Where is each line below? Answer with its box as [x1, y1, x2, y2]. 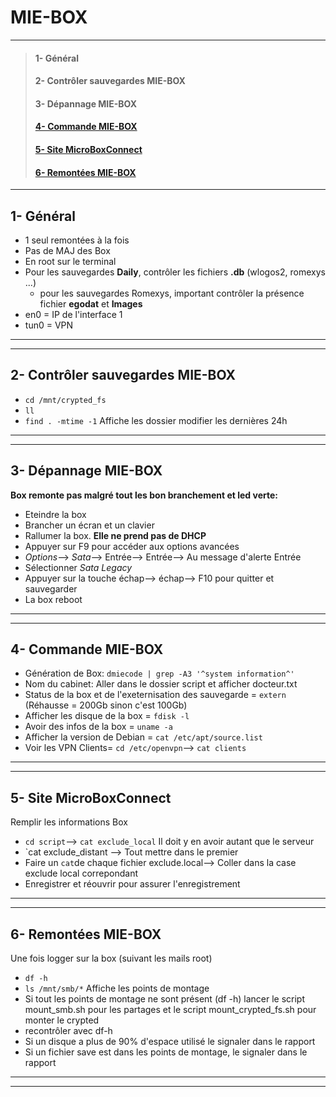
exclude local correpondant [24, 867, 139, 880]
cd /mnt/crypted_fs [24, 395, 107, 405]
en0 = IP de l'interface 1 [24, 308, 123, 320]
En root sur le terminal [24, 255, 117, 267]
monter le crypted [24, 1014, 100, 1026]
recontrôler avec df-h [24, 1024, 113, 1036]
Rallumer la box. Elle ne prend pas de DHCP [24, 529, 207, 541]
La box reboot [24, 593, 83, 605]
